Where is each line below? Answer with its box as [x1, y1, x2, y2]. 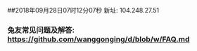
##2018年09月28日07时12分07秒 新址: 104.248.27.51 [7, 6, 160, 14]
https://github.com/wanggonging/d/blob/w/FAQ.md [7, 34, 190, 44]
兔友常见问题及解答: [7, 25, 75, 35]
